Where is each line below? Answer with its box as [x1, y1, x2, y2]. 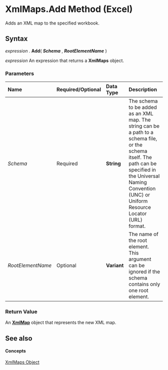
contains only [128, 281, 160, 288]
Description [128, 86, 157, 93]
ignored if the [128, 268, 160, 275]
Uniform [128, 197, 148, 204]
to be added [128, 104, 157, 111]
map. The [128, 116, 151, 123]
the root [128, 237, 147, 244]
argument [128, 256, 151, 263]
